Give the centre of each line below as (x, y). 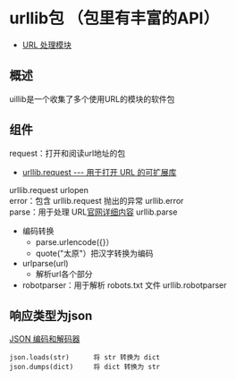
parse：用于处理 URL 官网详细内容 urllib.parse (93, 212)
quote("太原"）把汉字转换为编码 (94, 253)
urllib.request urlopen (49, 190)
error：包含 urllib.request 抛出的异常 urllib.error (97, 200)
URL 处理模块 (47, 45)
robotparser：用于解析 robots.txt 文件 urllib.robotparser (124, 285)
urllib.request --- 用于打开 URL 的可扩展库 (99, 172)
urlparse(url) (45, 263)
